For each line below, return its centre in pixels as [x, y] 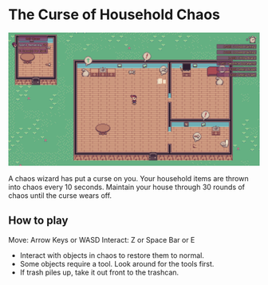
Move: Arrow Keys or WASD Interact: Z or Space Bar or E [102, 239]
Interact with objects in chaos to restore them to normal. [112, 255]
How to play [38, 221]
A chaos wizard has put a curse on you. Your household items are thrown [128, 178]
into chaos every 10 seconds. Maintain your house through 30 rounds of [127, 187]
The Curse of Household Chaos [114, 15]
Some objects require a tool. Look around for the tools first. [117, 263]
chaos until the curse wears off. [60, 195]
